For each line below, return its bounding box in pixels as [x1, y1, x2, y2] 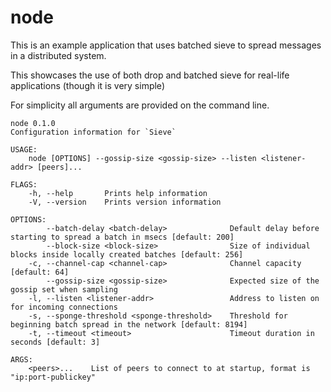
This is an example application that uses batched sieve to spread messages [10, 39, 322, 51]
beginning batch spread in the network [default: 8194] [10, 319, 248, 330]
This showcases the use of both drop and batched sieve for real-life [10, 69, 290, 81]
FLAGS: [10, 179, 38, 190]
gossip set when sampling [10, 284, 118, 295]
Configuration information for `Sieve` [10, 127, 177, 137]
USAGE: [10, 144, 38, 155]
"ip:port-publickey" [10, 372, 97, 382]
